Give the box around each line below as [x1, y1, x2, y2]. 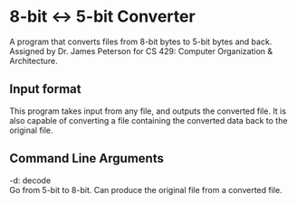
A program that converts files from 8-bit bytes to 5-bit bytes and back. [9, 36, 273, 47]
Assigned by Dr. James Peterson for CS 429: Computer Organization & [9, 45, 273, 56]
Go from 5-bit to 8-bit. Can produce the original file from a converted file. [9, 184, 283, 195]
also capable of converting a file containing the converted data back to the [9, 115, 288, 125]
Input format [9, 81, 81, 97]
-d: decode [9, 174, 52, 186]
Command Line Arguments [9, 151, 165, 166]
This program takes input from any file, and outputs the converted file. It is [9, 106, 287, 116]
